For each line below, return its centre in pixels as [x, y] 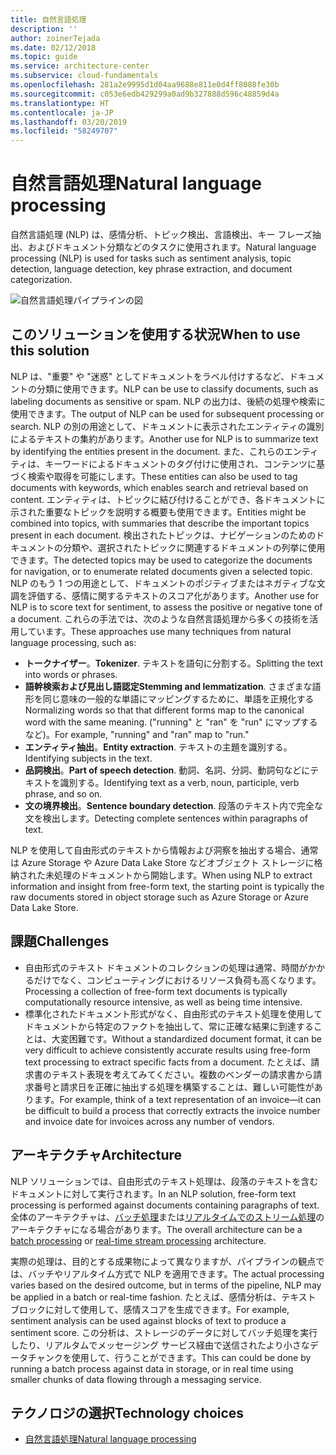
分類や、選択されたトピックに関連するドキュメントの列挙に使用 [194, 547]
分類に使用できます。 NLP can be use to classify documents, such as [177, 388]
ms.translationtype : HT [60, 103]
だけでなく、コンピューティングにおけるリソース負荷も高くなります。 [177, 980]
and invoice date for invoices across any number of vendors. [149, 1121]
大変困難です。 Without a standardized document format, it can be [186, 1038]
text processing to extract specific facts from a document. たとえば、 [168, 1062]
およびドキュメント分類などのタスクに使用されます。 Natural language [172, 247]
